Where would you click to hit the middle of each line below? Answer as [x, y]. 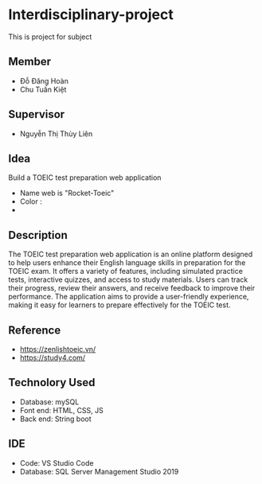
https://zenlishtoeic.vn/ [58, 349]
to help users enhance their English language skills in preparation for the [127, 263]
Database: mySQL [49, 402]
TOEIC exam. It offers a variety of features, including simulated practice [125, 271]
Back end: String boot [55, 419]
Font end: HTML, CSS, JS [61, 410]
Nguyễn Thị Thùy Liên [56, 134]
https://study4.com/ [53, 357]
